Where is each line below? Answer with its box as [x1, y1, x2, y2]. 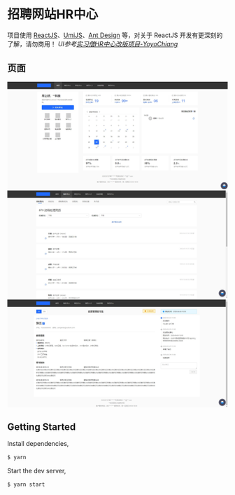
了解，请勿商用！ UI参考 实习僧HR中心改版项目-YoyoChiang [7, 39, 178, 48]
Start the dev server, [7, 467, 66, 475]
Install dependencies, [7, 440, 69, 448]
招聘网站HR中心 [7, 6, 99, 22]
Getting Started [7, 421, 76, 433]
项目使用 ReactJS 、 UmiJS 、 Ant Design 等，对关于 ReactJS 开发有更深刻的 [7, 31, 223, 39]
